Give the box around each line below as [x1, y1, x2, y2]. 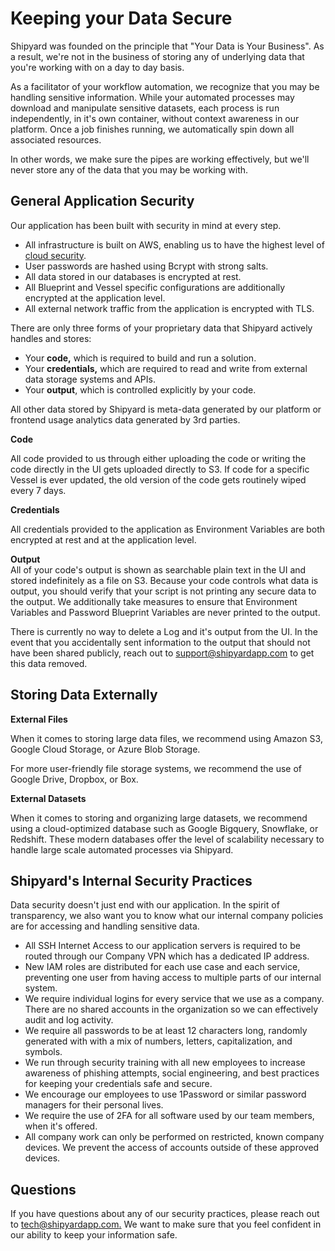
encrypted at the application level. [24, 292, 166, 304]
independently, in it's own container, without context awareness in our [10, 112, 300, 124]
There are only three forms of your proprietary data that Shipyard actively [10, 322, 313, 334]
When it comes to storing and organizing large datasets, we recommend [10, 812, 308, 824]
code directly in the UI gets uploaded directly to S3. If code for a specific [10, 463, 310, 475]
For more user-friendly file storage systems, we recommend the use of [10, 762, 302, 774]
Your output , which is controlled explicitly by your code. [24, 383, 257, 396]
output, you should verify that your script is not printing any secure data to [10, 585, 317, 597]
